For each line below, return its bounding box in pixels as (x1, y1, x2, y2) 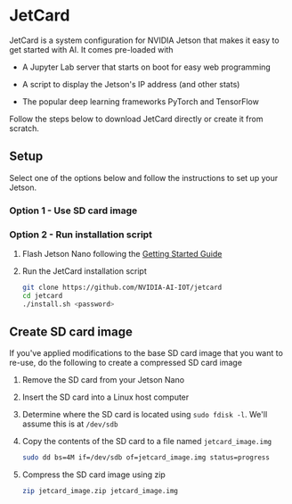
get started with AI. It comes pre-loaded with (9, 44, 174, 54)
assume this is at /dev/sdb (21, 418, 118, 429)
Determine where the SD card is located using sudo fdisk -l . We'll (21, 409, 268, 420)
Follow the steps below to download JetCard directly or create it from (9, 113, 264, 124)
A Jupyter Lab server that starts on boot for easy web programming (21, 62, 272, 72)
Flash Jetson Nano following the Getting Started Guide (21, 248, 223, 259)
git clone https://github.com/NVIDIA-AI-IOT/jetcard (21, 283, 223, 292)
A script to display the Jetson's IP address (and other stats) (21, 78, 240, 89)
